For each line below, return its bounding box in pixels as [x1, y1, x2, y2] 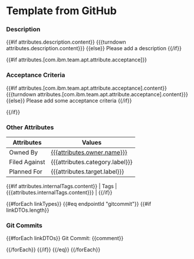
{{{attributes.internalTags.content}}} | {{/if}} [6, 189, 113, 196]
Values [81, 139, 102, 147]
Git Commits [6, 221, 43, 230]
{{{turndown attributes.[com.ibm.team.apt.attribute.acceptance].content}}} [6, 90, 189, 98]
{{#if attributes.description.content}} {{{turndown [6, 38, 127, 45]
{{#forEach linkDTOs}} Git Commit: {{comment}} [6, 235, 124, 242]
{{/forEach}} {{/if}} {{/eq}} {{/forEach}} [6, 246, 101, 253]
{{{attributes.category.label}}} [51, 158, 133, 166]
